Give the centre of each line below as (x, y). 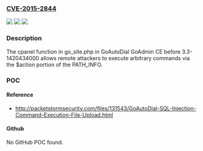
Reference (20, 95)
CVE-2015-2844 (31, 9)
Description (24, 38)
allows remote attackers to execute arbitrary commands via (115, 58)
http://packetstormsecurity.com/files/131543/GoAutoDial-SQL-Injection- (106, 108)
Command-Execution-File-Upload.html (64, 114)
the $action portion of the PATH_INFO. (54, 65)
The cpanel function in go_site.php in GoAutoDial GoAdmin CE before (94, 51)
